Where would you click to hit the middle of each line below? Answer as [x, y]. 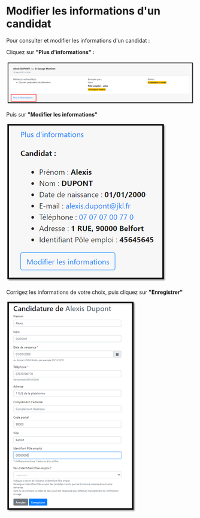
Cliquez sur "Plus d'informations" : [50, 52]
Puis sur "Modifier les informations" [52, 114]
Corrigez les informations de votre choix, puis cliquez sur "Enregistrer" [95, 292]
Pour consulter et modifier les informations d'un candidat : [78, 40]
